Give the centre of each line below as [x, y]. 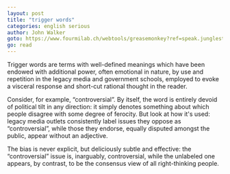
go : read [20, 45]
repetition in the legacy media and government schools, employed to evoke [113, 79]
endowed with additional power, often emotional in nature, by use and [105, 72]
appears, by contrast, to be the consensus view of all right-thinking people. [113, 163]
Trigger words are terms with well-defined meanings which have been [106, 64]
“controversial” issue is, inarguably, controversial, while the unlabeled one [111, 156]
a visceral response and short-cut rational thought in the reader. [97, 86]
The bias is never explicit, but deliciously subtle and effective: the [99, 149]
